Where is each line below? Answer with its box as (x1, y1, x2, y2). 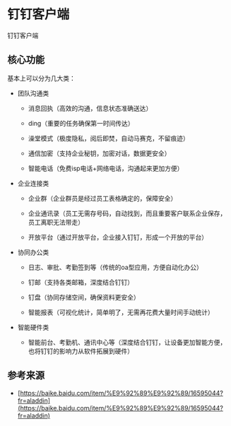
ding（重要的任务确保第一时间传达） (28, 119, 134, 127)
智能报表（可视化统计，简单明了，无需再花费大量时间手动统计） (28, 308, 214, 316)
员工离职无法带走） (28, 218, 85, 226)
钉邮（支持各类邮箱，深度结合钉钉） (28, 278, 134, 286)
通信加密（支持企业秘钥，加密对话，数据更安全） (28, 149, 171, 158)
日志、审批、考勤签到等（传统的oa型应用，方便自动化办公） (28, 263, 203, 271)
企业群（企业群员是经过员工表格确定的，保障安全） (28, 194, 177, 202)
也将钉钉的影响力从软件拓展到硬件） (28, 347, 134, 355)
